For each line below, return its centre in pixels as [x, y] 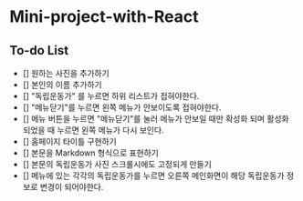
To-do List [39, 50]
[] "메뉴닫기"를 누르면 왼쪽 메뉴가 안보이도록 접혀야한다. [122, 107]
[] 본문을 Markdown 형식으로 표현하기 [91, 153]
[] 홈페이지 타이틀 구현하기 [69, 141]
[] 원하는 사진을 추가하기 [66, 73]
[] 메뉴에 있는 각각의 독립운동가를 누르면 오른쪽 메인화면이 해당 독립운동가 [153, 176]
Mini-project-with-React [104, 17]
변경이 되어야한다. [72, 187]
